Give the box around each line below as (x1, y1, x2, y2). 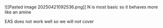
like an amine (4, 9, 31, 15)
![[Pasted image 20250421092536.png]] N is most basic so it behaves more (4, 4, 158, 10)
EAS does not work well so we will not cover (4, 19, 94, 24)
